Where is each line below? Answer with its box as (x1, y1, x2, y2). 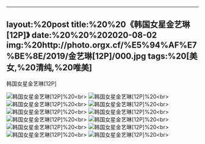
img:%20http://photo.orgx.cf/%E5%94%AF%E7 (6, 40, 197, 51)
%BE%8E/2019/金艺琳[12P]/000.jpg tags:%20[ (6, 51, 190, 62)
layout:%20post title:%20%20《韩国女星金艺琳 (6, 20, 190, 30)
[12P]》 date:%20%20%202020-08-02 (6, 30, 157, 40)
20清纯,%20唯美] (25, 62, 93, 73)
